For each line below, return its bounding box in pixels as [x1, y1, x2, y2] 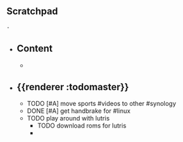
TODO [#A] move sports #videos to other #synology [26, 100, 177, 108]
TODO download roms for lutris [37, 121, 127, 130]
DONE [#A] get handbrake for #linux [26, 107, 131, 115]
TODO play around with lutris [26, 114, 110, 123]
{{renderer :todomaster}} [16, 81, 130, 93]
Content [16, 43, 53, 55]
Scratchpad [6, 6, 58, 17]
